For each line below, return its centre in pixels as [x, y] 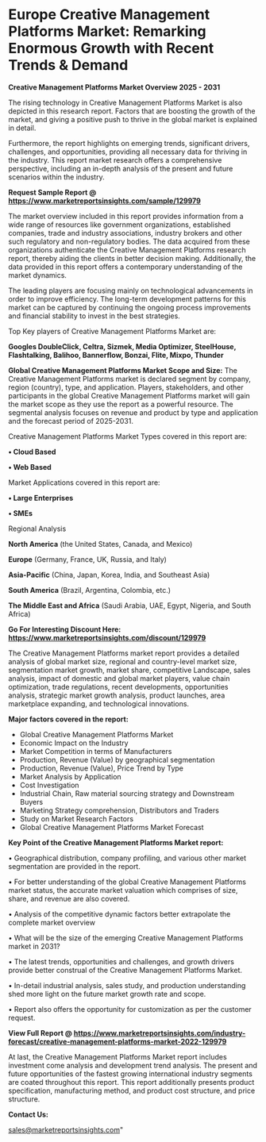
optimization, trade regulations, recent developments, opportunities [118, 686]
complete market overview [52, 922]
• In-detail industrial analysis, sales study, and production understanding [127, 985]
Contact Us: [29, 1114]
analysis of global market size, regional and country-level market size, [123, 661]
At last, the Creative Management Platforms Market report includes [118, 1056]
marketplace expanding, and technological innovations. [98, 703]
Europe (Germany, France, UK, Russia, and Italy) [87, 559]
